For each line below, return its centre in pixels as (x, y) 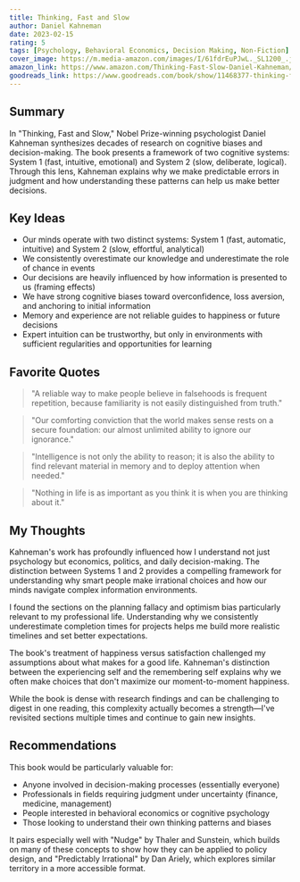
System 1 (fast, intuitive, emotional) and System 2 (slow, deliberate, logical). (148, 162)
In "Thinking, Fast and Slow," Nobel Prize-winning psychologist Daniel (137, 133)
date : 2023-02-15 (42, 34)
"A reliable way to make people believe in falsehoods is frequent (149, 394)
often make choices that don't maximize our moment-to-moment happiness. (150, 681)
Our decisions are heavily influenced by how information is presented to (154, 278)
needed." (48, 476)
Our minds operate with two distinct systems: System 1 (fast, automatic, (154, 240)
